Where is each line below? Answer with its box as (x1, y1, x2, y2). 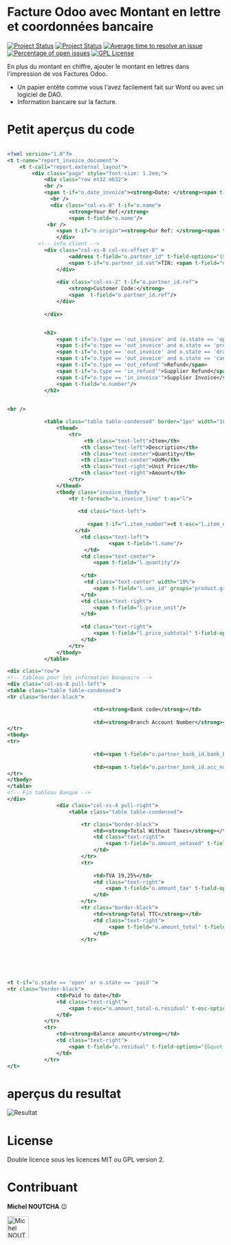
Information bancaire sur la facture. (16, 97, 118, 105)
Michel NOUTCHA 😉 (7, 1202, 67, 1211)
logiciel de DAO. (16, 90, 63, 99)
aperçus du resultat (7, 1086, 122, 1102)
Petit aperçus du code (7, 122, 135, 138)
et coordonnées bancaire (7, 19, 154, 34)
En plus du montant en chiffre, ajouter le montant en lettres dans (7, 62, 190, 70)
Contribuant (7, 1180, 78, 1195)
